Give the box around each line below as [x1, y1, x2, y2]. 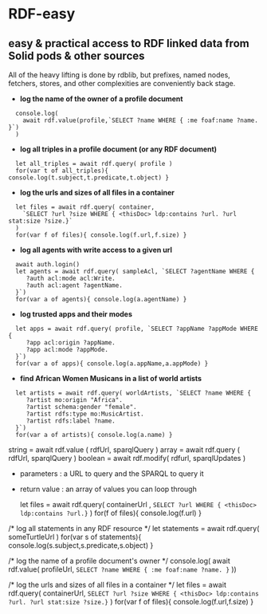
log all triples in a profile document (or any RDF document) [19, 144, 218, 154]
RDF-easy [8, 5, 76, 23]
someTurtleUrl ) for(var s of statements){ [8, 532, 142, 541]
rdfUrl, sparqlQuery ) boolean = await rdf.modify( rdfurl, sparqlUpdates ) [8, 454, 246, 462]
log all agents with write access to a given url [19, 245, 173, 254]
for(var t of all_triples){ [15, 167, 109, 175]
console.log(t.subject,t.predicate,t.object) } [8, 174, 170, 182]
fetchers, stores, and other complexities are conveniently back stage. [8, 79, 236, 88]
